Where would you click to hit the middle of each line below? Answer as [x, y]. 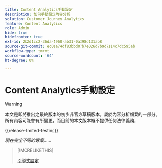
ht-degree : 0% [20, 60]
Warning [13, 104]
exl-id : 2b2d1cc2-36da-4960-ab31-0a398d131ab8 [54, 42]
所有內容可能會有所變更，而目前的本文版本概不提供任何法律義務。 [72, 121]
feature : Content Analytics [34, 23]
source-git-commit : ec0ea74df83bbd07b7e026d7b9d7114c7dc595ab [70, 46]
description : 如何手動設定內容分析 [38, 14]
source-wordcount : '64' [29, 55]
